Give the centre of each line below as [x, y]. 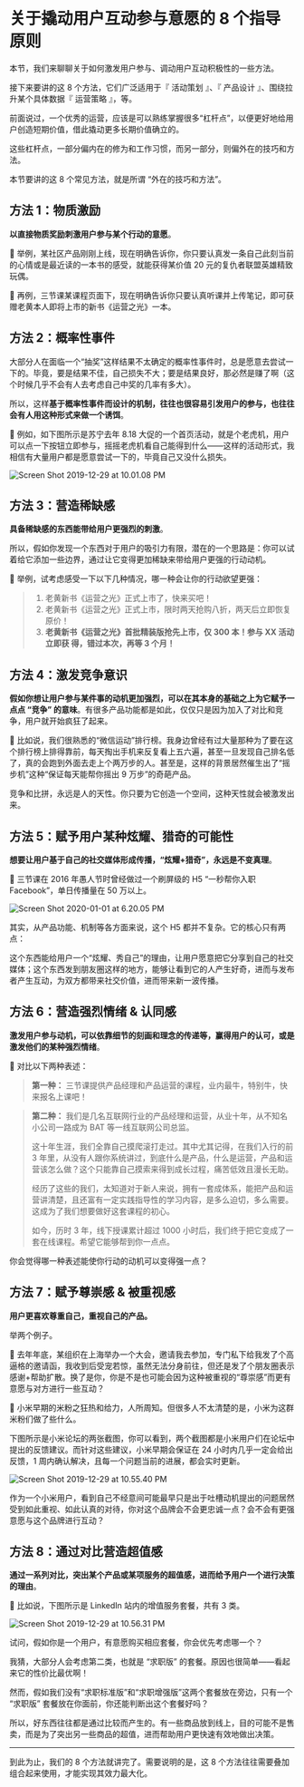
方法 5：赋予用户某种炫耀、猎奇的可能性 [122, 836]
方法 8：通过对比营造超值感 [86, 1552]
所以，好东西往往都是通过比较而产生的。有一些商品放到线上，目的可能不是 [148, 1723]
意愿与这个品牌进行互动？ [57, 1520]
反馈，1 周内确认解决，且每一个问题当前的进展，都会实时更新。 [127, 1461]
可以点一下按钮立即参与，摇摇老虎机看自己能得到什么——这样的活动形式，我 [152, 445]
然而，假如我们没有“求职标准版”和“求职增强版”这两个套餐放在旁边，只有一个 [151, 1693]
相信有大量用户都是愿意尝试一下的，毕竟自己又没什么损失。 [120, 456]
